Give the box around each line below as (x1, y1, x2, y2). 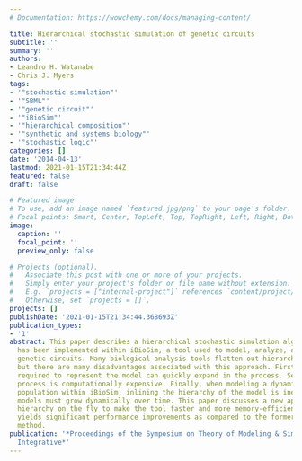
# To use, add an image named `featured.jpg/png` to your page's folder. (9, 204, 292, 214)
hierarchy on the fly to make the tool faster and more (17, 404, 231, 413)
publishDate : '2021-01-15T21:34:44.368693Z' (9, 312, 179, 322)
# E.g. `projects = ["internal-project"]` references (9, 288, 223, 297)
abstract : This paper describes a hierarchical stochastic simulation (9, 338, 280, 347)
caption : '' (17, 229, 63, 238)
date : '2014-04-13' (9, 155, 83, 164)
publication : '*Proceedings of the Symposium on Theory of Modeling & (9, 430, 280, 439)
